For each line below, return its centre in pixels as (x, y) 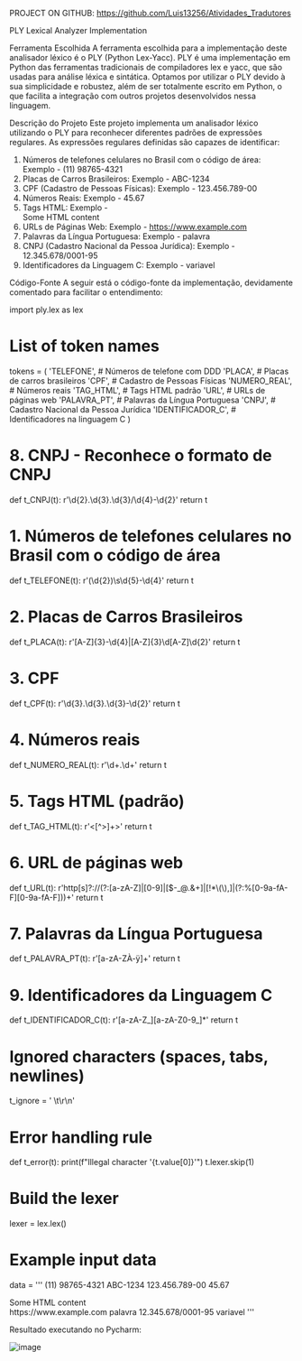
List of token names (85, 346)
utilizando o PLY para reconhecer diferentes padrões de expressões (136, 133)
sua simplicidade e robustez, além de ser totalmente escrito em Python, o (146, 86)
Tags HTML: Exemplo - (65, 208)
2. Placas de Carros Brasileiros (126, 616)
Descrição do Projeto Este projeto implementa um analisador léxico (134, 123)
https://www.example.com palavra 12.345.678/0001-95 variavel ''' (132, 1312)
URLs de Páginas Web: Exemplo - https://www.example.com (135, 227)
